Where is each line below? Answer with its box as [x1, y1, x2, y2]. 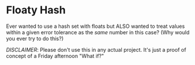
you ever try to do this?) [6, 35, 64, 42]
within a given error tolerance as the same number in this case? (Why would [6, 28, 190, 35]
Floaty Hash [6, 3, 66, 17]
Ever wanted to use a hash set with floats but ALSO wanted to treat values [6, 23, 185, 30]
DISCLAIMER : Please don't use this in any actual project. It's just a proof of [6, 46, 186, 53]
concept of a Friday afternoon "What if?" [6, 52, 104, 59]
